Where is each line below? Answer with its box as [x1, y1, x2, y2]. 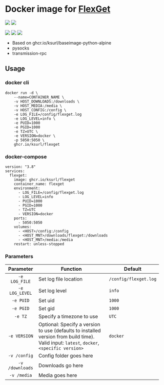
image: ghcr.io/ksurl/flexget [14, 177, 76, 182]
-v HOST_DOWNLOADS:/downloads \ [14, 99, 80, 104]
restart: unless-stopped [14, 241, 64, 246]
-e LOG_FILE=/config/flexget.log [14, 112, 82, 117]
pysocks [12, 45, 29, 51]
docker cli [5, 79, 29, 86]
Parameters [5, 253, 33, 259]
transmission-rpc [12, 50, 47, 56]
